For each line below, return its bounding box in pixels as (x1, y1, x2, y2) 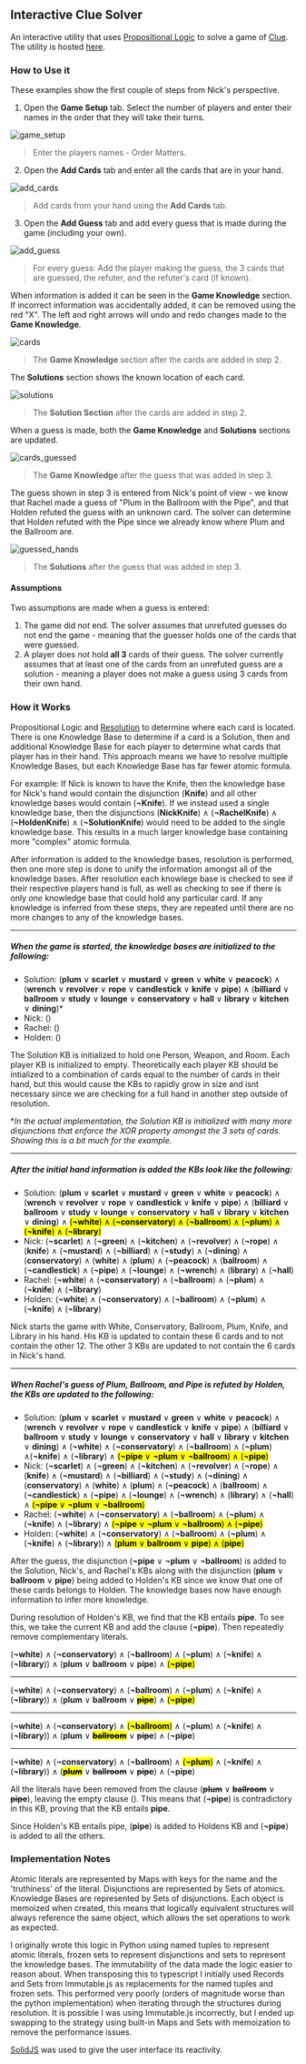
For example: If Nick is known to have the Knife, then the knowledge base (10, 778, 285, 788)
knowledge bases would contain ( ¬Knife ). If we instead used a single (10, 797, 270, 808)
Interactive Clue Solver (10, 7, 143, 23)
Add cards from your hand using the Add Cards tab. (32, 200, 228, 211)
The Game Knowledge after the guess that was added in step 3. (32, 470, 273, 481)
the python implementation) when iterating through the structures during (10, 1998, 282, 2008)
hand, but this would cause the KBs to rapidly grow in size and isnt (10, 1078, 260, 1089)
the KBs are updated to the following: (10, 1388, 154, 1400)
